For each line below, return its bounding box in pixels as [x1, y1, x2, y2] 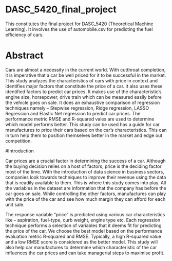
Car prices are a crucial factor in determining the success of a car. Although [5, 158, 166, 164]
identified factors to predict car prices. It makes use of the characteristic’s [5, 89, 162, 95]
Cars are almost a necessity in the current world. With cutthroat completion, [5, 66, 166, 73]
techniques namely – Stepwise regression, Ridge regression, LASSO [5, 105, 149, 111]
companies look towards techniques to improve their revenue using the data [5, 174, 166, 180]
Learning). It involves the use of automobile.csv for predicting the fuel [5, 26, 153, 32]
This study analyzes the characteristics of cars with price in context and [5, 77, 158, 83]
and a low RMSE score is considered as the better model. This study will [5, 238, 158, 245]
